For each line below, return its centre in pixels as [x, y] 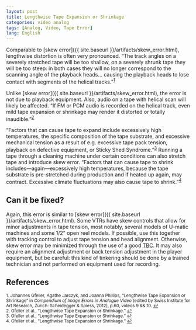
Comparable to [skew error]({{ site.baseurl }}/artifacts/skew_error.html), [93, 50]
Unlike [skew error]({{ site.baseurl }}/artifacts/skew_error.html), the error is [96, 93]
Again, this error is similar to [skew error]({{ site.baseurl [73, 214]
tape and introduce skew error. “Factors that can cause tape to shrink [90, 162]
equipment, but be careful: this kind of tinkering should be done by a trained [98, 258]
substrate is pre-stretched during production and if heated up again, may [94, 175]
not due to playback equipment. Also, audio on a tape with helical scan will [96, 99]
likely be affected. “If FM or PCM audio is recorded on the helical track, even [98, 105]
